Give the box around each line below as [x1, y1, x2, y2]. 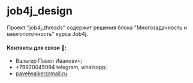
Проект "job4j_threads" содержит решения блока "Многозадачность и [7, 24, 188, 31]
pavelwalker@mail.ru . [15, 70, 69, 77]
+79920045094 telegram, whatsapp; [15, 64, 107, 71]
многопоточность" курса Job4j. [7, 30, 88, 37]
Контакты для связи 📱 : [7, 44, 67, 51]
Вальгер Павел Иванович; [15, 57, 83, 64]
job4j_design [7, 4, 73, 18]
